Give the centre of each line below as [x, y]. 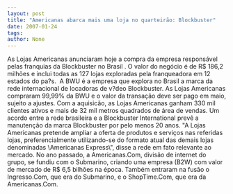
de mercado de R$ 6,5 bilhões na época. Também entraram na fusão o [109, 170]
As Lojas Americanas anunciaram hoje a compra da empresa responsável [112, 59]
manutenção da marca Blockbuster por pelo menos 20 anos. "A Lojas [107, 125]
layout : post [26, 14]
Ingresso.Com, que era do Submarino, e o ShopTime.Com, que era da [107, 177]
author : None [26, 39]
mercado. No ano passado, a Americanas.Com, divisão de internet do [107, 155]
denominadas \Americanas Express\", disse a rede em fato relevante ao [110, 148]
